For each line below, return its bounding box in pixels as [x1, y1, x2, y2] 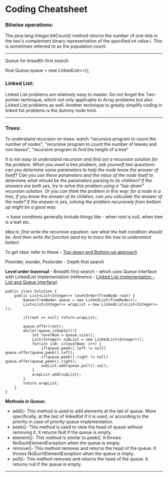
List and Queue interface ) [5, 279, 58, 285]
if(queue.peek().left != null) [40, 346, 106, 351]
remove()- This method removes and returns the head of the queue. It [12, 445, 156, 451]
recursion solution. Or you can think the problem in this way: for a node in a [5, 188, 161, 194]
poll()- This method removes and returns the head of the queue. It [12, 456, 148, 462]
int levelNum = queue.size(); [31, 333, 95, 338]
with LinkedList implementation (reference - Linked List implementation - [5, 274, 155, 280]
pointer [5, 97, 20, 103]
